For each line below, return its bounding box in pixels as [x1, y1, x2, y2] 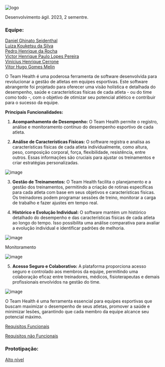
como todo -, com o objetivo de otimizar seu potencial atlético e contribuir [5, 94, 156, 101]
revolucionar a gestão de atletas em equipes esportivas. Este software [5, 79, 148, 85]
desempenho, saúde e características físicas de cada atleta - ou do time [5, 89, 152, 95]
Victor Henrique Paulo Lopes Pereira [5, 53, 79, 59]
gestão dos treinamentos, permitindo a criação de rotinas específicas [12, 184, 154, 190]
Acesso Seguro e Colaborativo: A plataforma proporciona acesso [12, 263, 146, 269]
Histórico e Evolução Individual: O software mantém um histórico [12, 210, 146, 216]
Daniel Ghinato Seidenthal [5, 37, 58, 44]
